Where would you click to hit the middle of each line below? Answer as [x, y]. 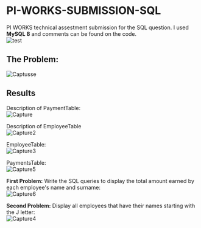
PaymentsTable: [26, 162]
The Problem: [33, 59]
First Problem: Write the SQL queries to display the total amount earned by [100, 181]
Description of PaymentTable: [44, 108]
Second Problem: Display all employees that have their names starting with [101, 206]
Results [21, 93]
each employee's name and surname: [54, 187]
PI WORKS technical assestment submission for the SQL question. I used [97, 27]
